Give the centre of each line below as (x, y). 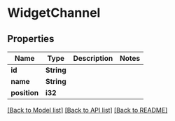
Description (93, 58)
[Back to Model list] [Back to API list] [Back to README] (87, 110)
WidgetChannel (54, 13)
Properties (31, 39)
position (25, 93)
